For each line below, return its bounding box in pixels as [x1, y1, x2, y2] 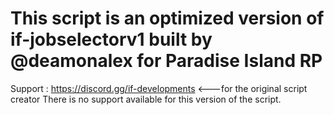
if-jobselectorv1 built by [10, 28, 213, 51]
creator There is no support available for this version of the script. [10, 93, 282, 105]
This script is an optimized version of [10, 7, 325, 30]
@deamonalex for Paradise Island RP [10, 50, 323, 72]
